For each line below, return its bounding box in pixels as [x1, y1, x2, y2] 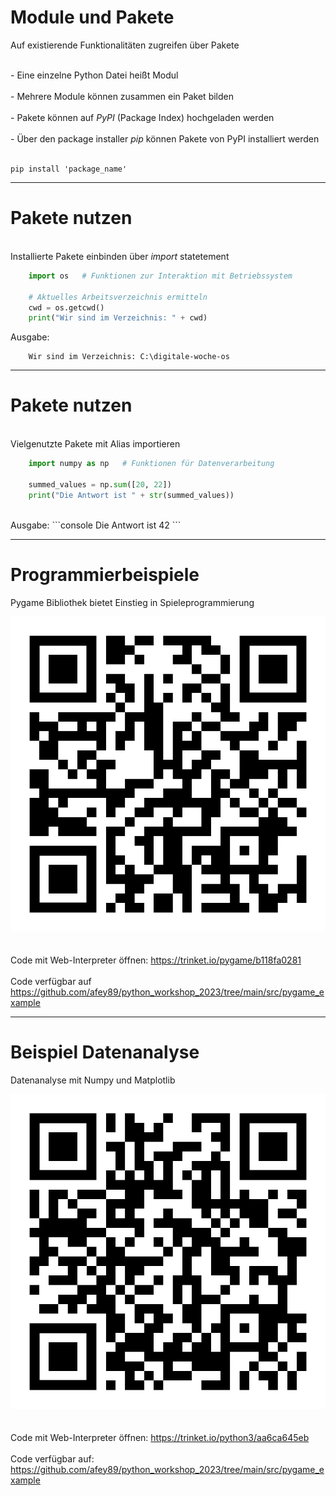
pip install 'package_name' [10, 164, 128, 174]
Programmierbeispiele [10, 563, 200, 586]
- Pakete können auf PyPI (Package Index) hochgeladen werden [10, 111, 275, 123]
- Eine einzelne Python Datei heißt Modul [10, 69, 179, 81]
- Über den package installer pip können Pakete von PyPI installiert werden [10, 132, 320, 145]
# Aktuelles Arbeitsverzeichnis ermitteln [28, 292, 208, 302]
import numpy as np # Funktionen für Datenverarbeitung [28, 459, 275, 469]
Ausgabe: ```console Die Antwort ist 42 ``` [10, 519, 182, 531]
